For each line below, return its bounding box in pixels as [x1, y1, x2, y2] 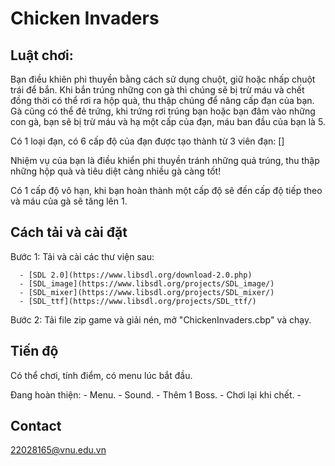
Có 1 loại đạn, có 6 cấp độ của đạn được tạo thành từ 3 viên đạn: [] [10, 135, 285, 147]
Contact [10, 418, 62, 435]
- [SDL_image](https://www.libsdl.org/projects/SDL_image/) [19, 278, 275, 289]
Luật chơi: [10, 47, 74, 64]
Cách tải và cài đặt [10, 224, 128, 241]
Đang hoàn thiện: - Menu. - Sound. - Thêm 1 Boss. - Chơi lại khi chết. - [10, 388, 302, 401]
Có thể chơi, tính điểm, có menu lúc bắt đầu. [10, 369, 193, 381]
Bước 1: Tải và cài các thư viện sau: [10, 250, 155, 262]
